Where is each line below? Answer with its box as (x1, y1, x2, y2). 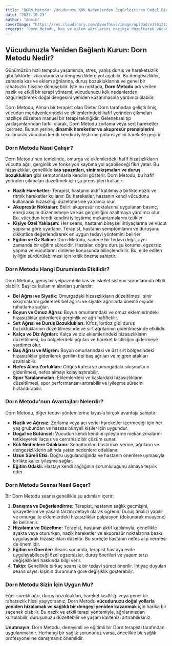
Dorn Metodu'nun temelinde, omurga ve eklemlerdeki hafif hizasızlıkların (5, 156, 158, 162)
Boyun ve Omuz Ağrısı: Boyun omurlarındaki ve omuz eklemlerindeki (12, 309, 159, 315)
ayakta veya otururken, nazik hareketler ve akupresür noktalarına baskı (12, 530, 162, 536)
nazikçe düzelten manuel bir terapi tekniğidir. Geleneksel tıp (5, 115, 132, 121)
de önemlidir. (12, 541, 40, 547)
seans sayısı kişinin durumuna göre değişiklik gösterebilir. (12, 568, 134, 574)
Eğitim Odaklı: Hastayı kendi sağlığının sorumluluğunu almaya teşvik (12, 463, 157, 469)
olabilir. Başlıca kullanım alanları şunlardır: (5, 283, 93, 289)
